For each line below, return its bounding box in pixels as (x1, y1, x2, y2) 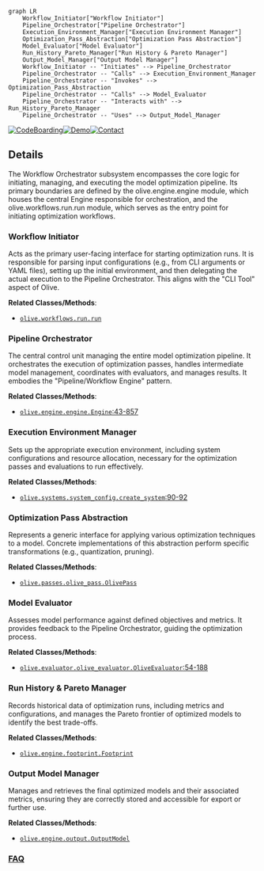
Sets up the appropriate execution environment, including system (8, 444, 221, 455)
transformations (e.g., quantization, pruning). (8, 547, 154, 556)
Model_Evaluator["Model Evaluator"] (22, 42, 144, 50)
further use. (8, 802, 47, 812)
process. (8, 632, 37, 641)
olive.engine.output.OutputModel (19, 835, 130, 842)
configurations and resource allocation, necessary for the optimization (8, 453, 237, 462)
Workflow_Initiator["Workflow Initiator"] (22, 14, 164, 22)
